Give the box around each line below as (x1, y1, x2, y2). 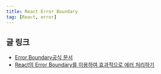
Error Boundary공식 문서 (14, 54, 73, 61)
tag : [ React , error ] (6, 14, 57, 20)
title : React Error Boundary (6, 8, 78, 15)
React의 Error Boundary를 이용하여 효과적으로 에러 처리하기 (14, 61, 155, 68)
